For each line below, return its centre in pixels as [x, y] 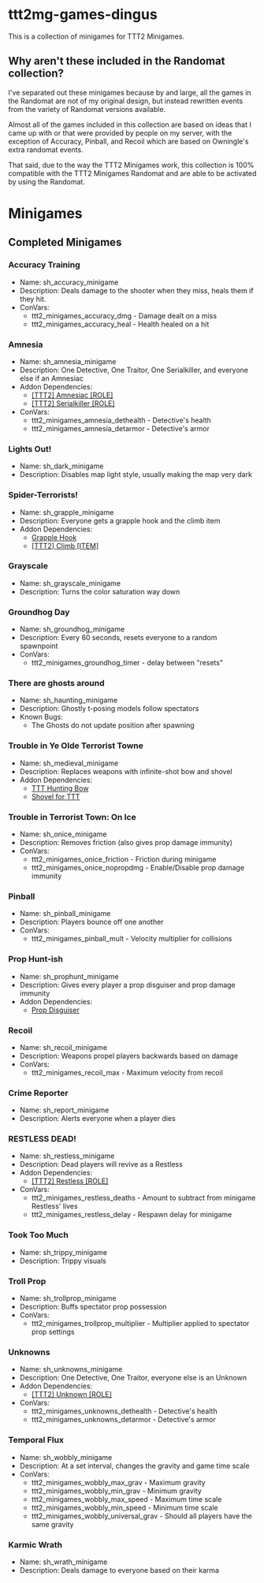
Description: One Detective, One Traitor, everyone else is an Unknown [133, 1378]
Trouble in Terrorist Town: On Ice [72, 817]
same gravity [52, 1524]
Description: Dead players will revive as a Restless [101, 1164]
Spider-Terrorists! [43, 495]
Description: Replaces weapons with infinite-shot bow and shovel [126, 771]
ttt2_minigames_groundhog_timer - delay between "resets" [127, 663]
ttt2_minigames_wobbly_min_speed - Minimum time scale [125, 1507]
